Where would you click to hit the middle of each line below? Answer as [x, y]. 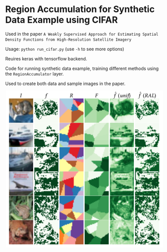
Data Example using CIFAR [62, 20]
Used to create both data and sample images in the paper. [65, 83]
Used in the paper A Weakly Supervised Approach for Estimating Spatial [82, 34]
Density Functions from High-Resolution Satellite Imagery [68, 39]
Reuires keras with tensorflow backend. [46, 58]
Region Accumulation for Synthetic [80, 9]
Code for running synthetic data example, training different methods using [82, 68]
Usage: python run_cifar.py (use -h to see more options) [65, 49]
